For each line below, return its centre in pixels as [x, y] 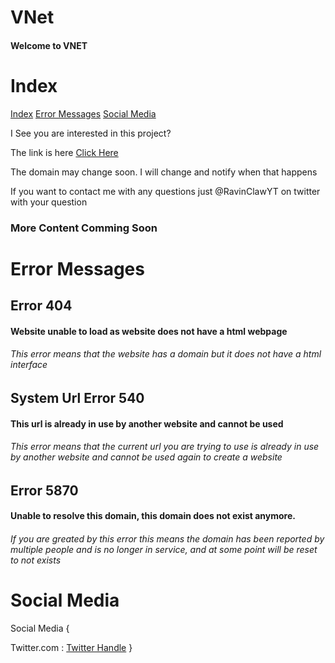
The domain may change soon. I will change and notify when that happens [164, 172]
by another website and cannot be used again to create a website [146, 457]
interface [29, 365]
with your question [49, 202]
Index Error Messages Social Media [83, 113]
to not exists [36, 560]
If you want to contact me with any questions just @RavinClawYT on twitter [165, 191]
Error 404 [41, 306]
